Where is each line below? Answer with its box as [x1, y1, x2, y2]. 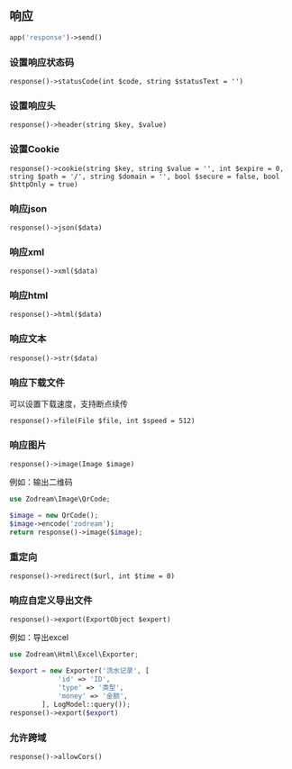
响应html [9, 289, 49, 302]
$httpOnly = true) [9, 179, 78, 189]
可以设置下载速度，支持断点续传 [9, 399, 128, 410]
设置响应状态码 [9, 56, 75, 68]
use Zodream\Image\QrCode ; [9, 494, 111, 504]
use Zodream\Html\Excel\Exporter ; [9, 650, 140, 659]
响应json [9, 202, 48, 214]
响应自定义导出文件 [9, 594, 93, 607]
